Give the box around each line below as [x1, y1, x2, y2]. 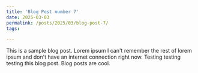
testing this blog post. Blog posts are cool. [6, 60, 110, 67]
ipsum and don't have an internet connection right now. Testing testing [6, 53, 181, 60]
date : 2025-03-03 [6, 14, 50, 20]
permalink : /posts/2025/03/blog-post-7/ [6, 20, 109, 26]
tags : [6, 25, 20, 32]
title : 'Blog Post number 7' [6, 8, 79, 15]
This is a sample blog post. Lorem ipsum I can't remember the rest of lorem [6, 47, 192, 54]
